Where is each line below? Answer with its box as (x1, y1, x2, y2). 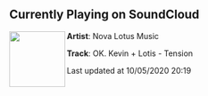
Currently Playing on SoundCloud (9, 7, 200, 22)
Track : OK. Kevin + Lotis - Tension (66, 48, 194, 59)
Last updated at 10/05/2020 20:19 (66, 65, 192, 76)
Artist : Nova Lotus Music (66, 30, 159, 41)
